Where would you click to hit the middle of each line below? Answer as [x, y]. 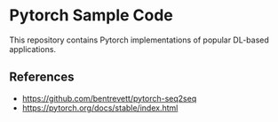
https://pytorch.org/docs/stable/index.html [100, 108]
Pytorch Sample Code [91, 15]
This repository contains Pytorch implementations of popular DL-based [139, 40]
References [42, 77]
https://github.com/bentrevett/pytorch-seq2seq [109, 98]
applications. [32, 49]
